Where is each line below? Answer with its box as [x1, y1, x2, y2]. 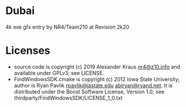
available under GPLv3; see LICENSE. [13, 69, 105, 77]
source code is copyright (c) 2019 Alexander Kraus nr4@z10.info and [13, 63, 181, 70]
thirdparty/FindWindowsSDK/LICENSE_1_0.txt [13, 94, 123, 101]
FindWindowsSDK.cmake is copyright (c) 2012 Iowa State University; [13, 75, 180, 82]
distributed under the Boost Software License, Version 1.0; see [13, 88, 165, 95]
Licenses [5, 44, 51, 57]
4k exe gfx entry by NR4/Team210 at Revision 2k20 [5, 23, 130, 30]
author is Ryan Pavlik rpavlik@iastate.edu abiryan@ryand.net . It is [13, 82, 173, 89]
